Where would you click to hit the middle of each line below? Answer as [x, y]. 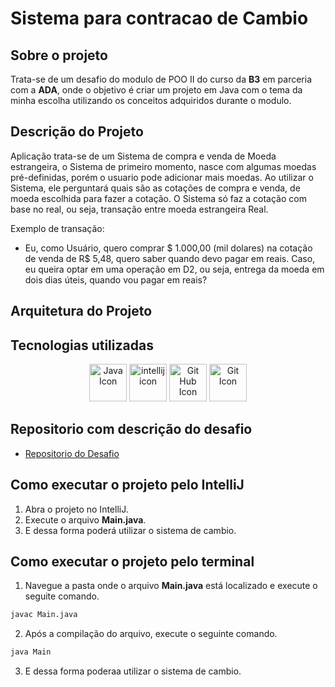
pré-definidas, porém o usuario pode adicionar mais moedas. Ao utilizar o [162, 177]
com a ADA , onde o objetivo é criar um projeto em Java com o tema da [156, 90]
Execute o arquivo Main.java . [85, 519]
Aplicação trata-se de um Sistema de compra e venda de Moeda [143, 156]
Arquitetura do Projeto [81, 311]
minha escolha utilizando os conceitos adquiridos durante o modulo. [151, 100]
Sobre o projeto [59, 55]
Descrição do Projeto [77, 132]
